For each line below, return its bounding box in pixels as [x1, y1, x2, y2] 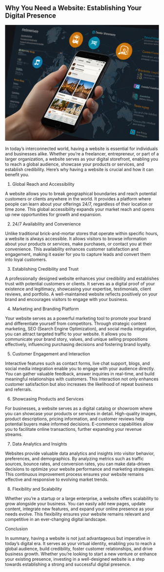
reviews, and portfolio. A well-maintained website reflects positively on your [5, 291, 158, 297]
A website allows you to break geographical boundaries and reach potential [5, 191, 157, 197]
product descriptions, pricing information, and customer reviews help [5, 416, 144, 422]
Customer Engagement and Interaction [12, 350, 90, 357]
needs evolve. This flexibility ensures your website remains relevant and [5, 511, 150, 517]
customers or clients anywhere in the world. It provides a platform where [5, 196, 151, 201]
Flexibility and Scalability [12, 486, 62, 492]
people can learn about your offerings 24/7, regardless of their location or [5, 201, 153, 207]
